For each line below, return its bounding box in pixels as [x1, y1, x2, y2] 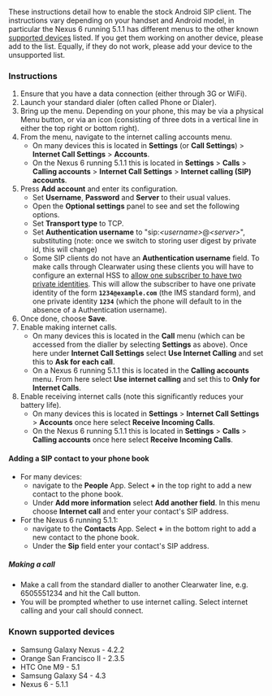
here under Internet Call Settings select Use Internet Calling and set [32, 348, 264, 358]
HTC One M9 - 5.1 [19, 662, 80, 672]
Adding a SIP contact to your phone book [8, 453, 149, 463]
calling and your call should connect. [19, 606, 144, 615]
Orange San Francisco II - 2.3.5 [19, 653, 125, 663]
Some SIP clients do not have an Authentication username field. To [32, 253, 260, 263]
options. [32, 210, 60, 220]
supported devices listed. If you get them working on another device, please [8, 33, 264, 42]
